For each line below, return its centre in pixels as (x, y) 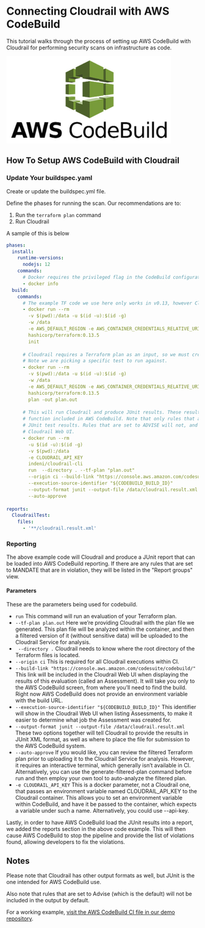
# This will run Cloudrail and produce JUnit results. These (102, 412)
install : (23, 251)
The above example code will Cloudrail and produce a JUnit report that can (101, 557)
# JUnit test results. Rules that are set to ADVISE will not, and (110, 425)
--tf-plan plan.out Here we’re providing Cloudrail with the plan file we (105, 622)
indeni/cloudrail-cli (56, 464)
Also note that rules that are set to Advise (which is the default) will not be (99, 894)
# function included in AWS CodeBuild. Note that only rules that (109, 419)
